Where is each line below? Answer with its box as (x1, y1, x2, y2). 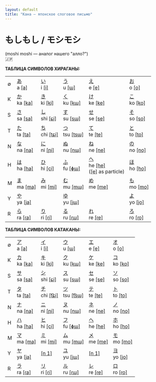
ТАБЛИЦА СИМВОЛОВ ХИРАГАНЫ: (5, 66, 80, 72)
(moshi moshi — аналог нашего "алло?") (5, 51, 89, 57)
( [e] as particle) (88, 168, 125, 175)
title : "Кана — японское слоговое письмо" (5, 12, 93, 17)
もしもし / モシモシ (5, 34, 81, 46)
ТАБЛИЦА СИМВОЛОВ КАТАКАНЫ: (5, 227, 81, 233)
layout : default (5, 7, 38, 12)
